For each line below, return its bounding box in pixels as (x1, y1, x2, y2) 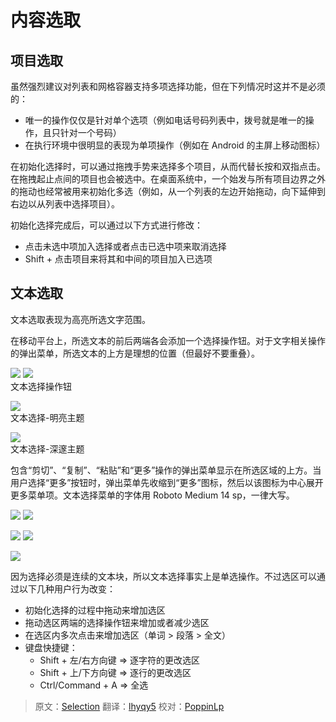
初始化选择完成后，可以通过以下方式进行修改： (10, 219, 203, 231)
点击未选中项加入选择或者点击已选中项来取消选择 (24, 241, 227, 252)
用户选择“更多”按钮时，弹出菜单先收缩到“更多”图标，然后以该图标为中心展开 (10, 476, 324, 488)
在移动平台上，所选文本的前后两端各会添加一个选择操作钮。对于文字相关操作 (10, 334, 326, 346)
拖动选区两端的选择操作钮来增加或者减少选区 (24, 616, 210, 628)
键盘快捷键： (24, 641, 78, 653)
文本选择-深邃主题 (10, 442, 85, 455)
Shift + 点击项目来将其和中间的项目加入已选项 (24, 253, 213, 265)
